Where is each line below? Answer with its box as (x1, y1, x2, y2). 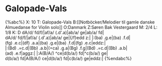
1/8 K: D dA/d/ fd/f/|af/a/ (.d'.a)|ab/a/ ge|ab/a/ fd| (5, 29, 104, 35)
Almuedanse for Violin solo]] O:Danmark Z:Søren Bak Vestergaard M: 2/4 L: (5, 24, 158, 30)
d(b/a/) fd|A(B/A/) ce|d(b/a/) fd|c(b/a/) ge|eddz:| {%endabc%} (5, 55, 132, 61)
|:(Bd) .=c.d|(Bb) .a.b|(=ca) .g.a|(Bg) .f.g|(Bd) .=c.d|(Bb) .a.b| (5, 45, 128, 51)
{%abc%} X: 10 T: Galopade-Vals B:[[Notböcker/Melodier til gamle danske (5, 19, 155, 25)
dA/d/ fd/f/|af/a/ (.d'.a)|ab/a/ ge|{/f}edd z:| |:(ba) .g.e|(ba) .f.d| (5, 35, 131, 41)
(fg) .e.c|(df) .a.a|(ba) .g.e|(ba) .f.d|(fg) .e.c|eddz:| (5, 40, 106, 45)
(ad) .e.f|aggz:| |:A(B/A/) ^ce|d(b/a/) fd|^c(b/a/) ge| (5, 50, 108, 56)
